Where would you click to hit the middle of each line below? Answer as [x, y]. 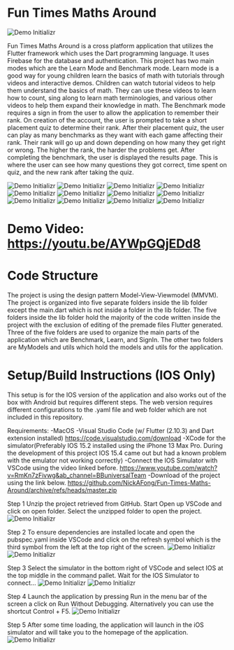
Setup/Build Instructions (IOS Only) [112, 375]
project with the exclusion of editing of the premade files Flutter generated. [115, 325]
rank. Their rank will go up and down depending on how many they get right [116, 142]
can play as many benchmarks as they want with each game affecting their [115, 135]
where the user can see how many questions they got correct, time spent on [117, 164]
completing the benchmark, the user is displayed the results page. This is [113, 157]
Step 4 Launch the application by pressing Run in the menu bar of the [107, 596]
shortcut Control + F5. [39, 611]
